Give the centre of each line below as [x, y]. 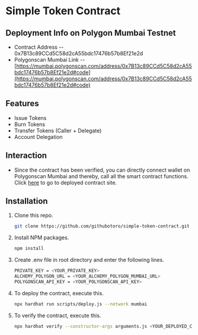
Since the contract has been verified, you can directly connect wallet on [102, 170]
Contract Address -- [39, 47]
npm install [29, 249]
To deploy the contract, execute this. [59, 293]
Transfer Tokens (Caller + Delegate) [58, 130]
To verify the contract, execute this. [58, 315]
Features [22, 104]
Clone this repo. [33, 216]
